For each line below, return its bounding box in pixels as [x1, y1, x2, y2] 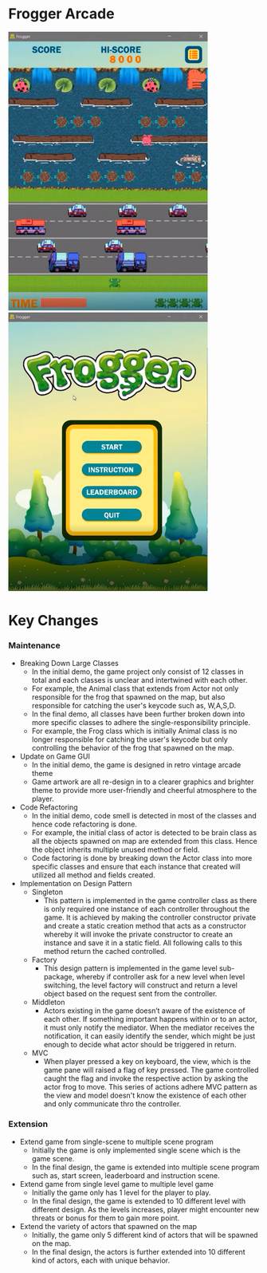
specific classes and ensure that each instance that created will [31, 861, 241, 871]
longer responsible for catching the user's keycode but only [31, 735, 229, 744]
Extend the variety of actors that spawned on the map [19, 1221, 198, 1231]
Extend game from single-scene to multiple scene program [19, 1137, 214, 1146]
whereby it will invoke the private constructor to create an [43, 929, 234, 939]
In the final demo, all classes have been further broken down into [31, 709, 245, 719]
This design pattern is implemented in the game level [43, 963, 218, 973]
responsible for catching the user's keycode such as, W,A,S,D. [31, 700, 237, 710]
